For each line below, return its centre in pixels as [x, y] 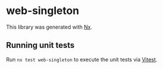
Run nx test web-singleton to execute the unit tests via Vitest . [82, 59]
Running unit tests [40, 45]
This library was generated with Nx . [49, 27]
